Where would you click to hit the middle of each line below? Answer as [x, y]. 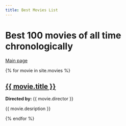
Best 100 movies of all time [63, 35]
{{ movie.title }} [31, 86]
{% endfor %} [20, 119]
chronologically [39, 46]
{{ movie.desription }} [28, 109]
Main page [17, 60]
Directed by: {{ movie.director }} [40, 99]
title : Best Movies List [32, 10]
